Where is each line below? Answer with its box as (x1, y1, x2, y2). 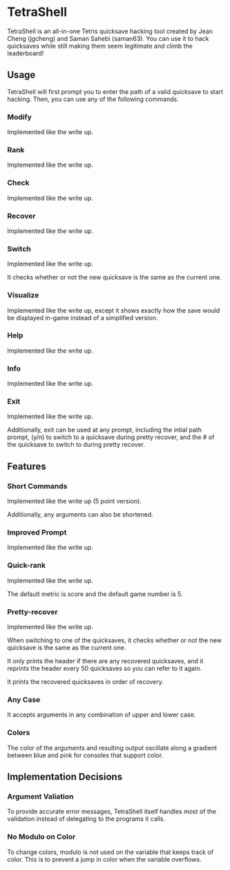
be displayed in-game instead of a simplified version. (7, 313, 158, 322)
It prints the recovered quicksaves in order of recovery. (7, 678, 164, 685)
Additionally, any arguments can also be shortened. (7, 510, 153, 519)
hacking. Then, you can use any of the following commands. (7, 95, 179, 103)
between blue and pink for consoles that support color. (7, 751, 164, 759)
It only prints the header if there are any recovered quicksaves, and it (7, 657, 204, 665)
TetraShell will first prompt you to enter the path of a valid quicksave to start (7, 87, 223, 95)
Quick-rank (7, 561, 46, 571)
